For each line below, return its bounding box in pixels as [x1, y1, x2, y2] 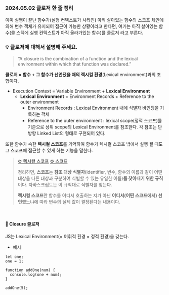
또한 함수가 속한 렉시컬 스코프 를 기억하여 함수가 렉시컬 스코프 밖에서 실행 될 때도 [5, 141, 163, 147]
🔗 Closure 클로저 [5, 221, 39, 227]
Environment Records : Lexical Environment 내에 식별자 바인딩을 [27, 105, 159, 111]
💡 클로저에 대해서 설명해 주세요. [5, 44, 78, 51]
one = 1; [5, 258, 24, 264]
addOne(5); [5, 285, 28, 290]
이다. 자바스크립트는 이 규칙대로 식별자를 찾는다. [17, 181, 113, 187]
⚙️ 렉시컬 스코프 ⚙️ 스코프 [17, 158, 68, 164]
